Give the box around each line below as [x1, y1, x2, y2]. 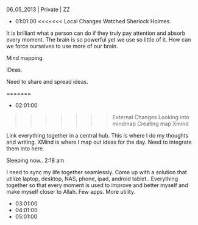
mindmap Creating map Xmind [112, 120, 189, 127]
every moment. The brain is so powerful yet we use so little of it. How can [6, 36, 191, 43]
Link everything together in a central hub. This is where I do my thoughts [6, 132, 189, 139]
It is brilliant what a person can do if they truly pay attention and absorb [6, 29, 186, 37]
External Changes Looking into [112, 114, 190, 120]
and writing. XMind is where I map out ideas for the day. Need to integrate [6, 138, 192, 146]
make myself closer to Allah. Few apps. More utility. [6, 188, 136, 195]
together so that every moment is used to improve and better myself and [6, 182, 188, 189]
